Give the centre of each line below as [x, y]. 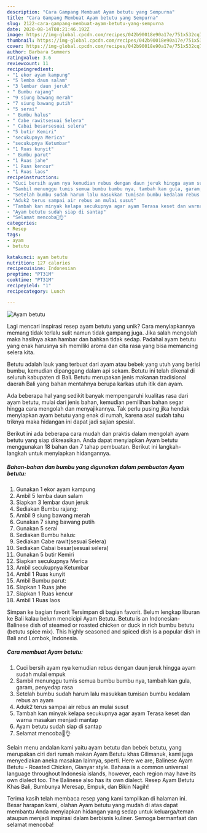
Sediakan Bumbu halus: [46, 535]
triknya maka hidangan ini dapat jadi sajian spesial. [71, 422]
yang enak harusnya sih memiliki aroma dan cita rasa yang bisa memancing [103, 346]
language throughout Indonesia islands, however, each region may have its [102, 773]
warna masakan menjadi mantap [57, 719]
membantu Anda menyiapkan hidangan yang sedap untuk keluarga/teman [100, 812]
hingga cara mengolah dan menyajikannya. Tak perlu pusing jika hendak [98, 408]
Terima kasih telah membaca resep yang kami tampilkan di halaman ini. [97, 798]
